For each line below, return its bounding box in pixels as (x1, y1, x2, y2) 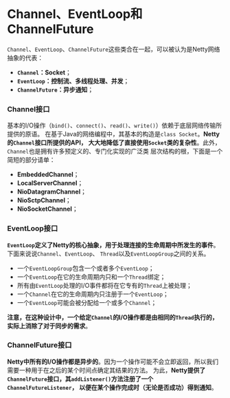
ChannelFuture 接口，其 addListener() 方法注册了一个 (7, 375, 154, 383)
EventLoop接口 (7, 224, 58, 233)
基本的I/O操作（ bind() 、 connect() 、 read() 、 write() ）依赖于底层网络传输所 (7, 121, 222, 129)
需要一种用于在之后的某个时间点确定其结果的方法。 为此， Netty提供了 (7, 366, 206, 374)
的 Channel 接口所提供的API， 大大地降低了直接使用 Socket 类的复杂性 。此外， (7, 138, 221, 147)
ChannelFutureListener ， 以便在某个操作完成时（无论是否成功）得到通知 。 (7, 383, 218, 391)
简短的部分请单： (7, 156, 56, 164)
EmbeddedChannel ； (16, 170, 80, 179)
